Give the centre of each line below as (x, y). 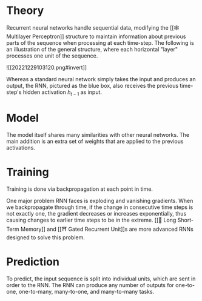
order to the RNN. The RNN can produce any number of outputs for (90, 285)
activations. (21, 147)
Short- (186, 220)
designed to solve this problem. (45, 237)
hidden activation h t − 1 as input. (62, 93)
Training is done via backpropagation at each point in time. (80, 189)
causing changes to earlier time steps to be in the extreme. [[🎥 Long (91, 220)
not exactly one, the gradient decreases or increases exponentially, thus (96, 213)
